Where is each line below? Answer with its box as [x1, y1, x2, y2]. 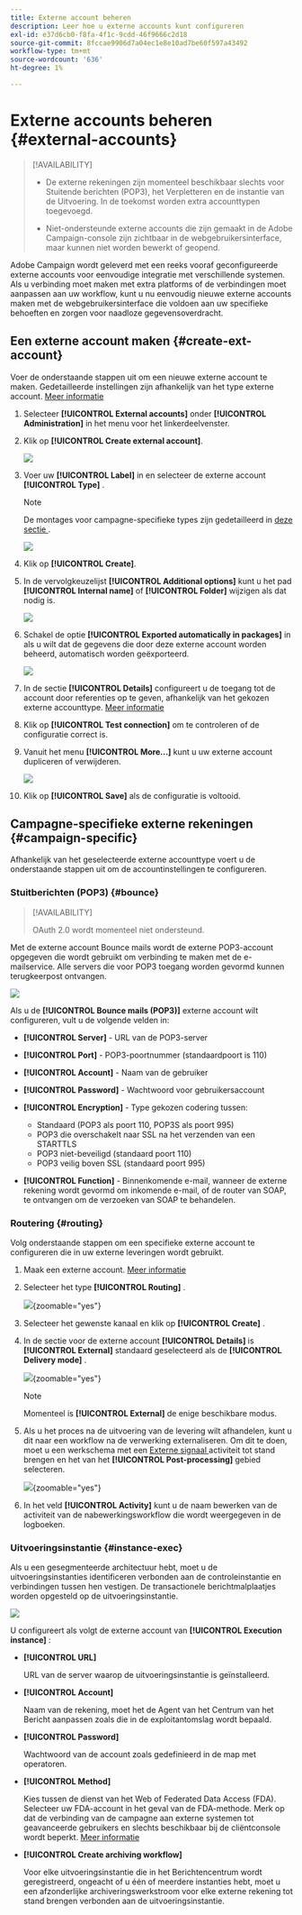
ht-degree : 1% [10, 64, 64, 73]
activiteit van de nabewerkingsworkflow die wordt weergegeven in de [22, 1509, 281, 1520]
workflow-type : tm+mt [10, 47, 92, 56]
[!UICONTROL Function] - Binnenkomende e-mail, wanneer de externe [22, 1175, 288, 1186]
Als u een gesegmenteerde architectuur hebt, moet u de [10, 1562, 218, 1573]
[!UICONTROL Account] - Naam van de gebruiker [22, 1067, 209, 1077]
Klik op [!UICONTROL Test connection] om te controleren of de [22, 719, 260, 730]
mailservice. [10, 961, 56, 972]
